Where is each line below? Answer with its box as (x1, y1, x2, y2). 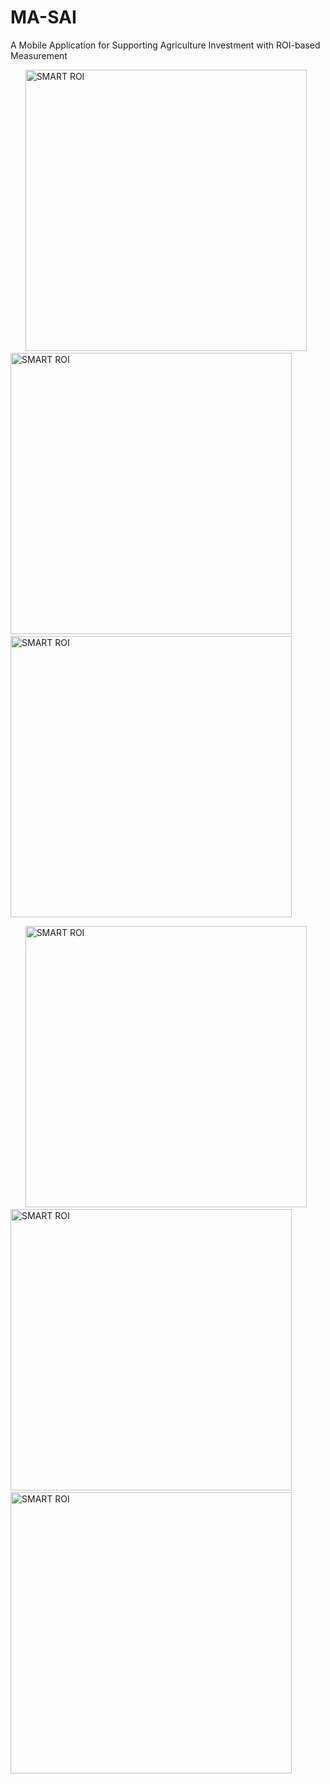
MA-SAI (10, 6, 77, 29)
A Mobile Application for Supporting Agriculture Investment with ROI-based (10, 39, 321, 51)
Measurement (10, 49, 68, 61)
